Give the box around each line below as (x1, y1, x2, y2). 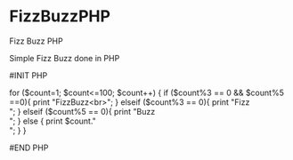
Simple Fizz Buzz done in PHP (9, 52, 120, 63)
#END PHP (9, 142, 49, 153)
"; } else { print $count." (9, 116, 96, 126)
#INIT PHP (9, 69, 48, 81)
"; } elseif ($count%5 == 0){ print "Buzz (9, 106, 156, 116)
